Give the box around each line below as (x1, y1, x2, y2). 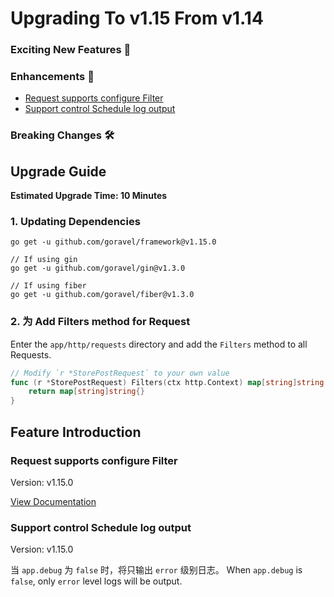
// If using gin (10, 255, 78, 265)
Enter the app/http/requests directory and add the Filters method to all (10, 338, 308, 350)
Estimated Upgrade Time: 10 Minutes (10, 190, 168, 202)
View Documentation (10, 495, 97, 507)
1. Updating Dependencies (10, 215, 141, 229)
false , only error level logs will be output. (10, 575, 183, 587)
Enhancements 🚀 (10, 70, 95, 84)
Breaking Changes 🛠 (10, 128, 115, 142)
